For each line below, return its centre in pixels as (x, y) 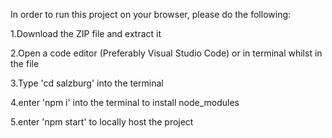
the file (25, 63)
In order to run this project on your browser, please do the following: (151, 14)
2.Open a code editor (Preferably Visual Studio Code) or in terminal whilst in (166, 53)
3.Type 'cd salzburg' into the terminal (87, 83)
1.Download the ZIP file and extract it (86, 33)
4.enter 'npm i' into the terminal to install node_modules (125, 102)
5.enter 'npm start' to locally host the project (102, 122)
